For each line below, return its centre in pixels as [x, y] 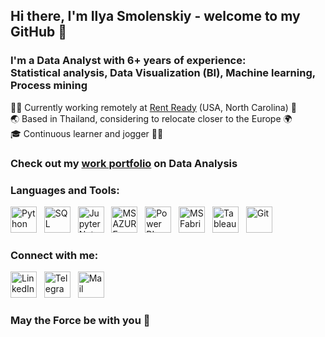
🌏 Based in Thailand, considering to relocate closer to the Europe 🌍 [151, 118]
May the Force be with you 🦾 [80, 321]
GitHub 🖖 [38, 32]
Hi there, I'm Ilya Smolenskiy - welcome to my [155, 16]
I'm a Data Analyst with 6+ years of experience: [128, 61]
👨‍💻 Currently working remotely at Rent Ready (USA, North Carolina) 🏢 [153, 107]
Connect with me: [54, 255]
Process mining [49, 86]
